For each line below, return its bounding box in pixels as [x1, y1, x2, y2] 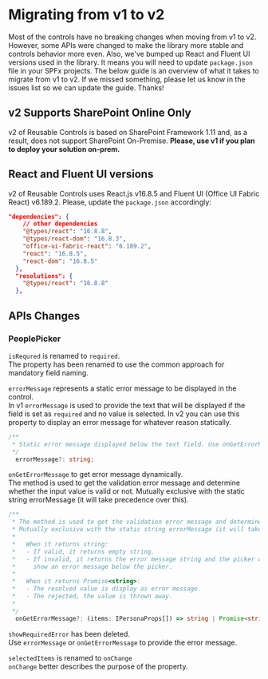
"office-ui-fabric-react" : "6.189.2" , [22, 242, 152, 251]
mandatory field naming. [8, 367, 89, 377]
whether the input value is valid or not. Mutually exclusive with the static [8, 486, 246, 496]
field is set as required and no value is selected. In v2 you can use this [8, 409, 240, 419]
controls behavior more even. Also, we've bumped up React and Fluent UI [8, 49, 250, 58]
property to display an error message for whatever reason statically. [8, 417, 232, 427]
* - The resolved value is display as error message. [11, 585, 202, 593]
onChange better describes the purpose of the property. [8, 661, 188, 671]
